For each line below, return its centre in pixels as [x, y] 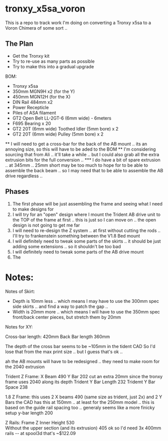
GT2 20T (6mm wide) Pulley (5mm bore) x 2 [58, 134]
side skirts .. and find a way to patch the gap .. [60, 306]
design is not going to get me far [46, 225]
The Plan [19, 44]
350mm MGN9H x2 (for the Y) [44, 91]
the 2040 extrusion [25, 367]
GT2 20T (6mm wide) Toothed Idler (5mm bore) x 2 [65, 129]
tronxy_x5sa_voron [45, 9]
